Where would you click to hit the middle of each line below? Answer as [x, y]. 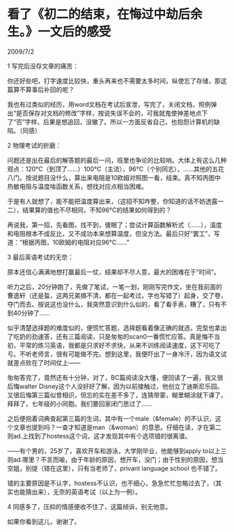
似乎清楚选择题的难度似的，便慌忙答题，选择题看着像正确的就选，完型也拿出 [117, 327]
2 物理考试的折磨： [34, 145]
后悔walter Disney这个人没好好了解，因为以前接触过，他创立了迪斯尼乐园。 [115, 386]
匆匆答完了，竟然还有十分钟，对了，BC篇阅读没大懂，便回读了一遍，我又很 [115, 377]
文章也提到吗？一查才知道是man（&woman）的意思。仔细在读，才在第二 [117, 427]
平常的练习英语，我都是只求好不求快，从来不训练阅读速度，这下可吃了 [120, 345]
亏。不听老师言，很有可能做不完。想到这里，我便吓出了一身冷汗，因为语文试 [117, 354]
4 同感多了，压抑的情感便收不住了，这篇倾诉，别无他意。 [89, 506]
